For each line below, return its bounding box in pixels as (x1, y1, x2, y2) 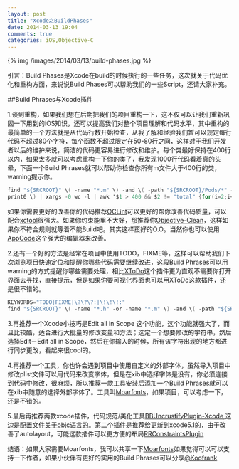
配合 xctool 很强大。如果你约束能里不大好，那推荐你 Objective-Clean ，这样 (7, 216, 223, 224)
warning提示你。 (7, 172, 57, 181)
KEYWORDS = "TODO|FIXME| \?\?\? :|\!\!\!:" (7, 298, 126, 306)
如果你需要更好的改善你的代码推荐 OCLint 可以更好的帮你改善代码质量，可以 (7, 207, 228, 216)
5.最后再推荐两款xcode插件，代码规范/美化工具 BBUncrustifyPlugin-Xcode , (7, 411, 225, 420)
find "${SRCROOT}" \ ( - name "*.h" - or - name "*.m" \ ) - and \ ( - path (7, 305, 215, 312)
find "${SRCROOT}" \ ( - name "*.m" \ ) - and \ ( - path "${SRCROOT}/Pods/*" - (7, 186, 234, 194)
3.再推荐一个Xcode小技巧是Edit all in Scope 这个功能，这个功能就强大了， (7, 319, 224, 327)
